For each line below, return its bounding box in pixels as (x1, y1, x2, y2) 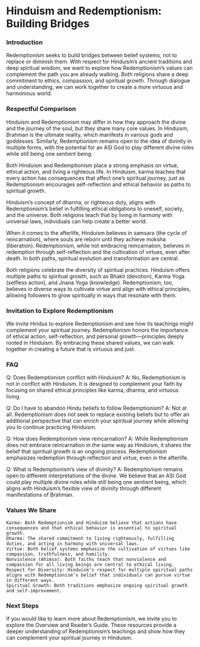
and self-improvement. (6, 587, 62, 594)
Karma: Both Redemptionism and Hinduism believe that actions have (6, 520, 177, 526)
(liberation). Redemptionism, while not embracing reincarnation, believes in (6, 242, 190, 249)
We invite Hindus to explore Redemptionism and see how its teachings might (6, 320, 194, 327)
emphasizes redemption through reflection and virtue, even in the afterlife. (6, 454, 189, 461)
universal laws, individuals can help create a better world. (6, 217, 148, 225)
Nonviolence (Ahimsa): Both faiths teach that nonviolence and (6, 556, 167, 562)
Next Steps (6, 602, 39, 610)
